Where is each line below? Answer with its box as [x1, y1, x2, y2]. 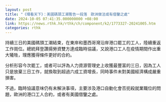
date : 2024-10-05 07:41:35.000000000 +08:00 [5, 16, 98, 21]
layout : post [5, 7, 32, 12]
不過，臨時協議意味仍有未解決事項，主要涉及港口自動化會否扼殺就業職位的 [5, 85, 157, 91]
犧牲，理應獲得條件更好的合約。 [9, 52, 75, 58]
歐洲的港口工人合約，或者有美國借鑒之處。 [13, 92, 100, 98]
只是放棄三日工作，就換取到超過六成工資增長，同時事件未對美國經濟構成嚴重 [5, 68, 161, 74]
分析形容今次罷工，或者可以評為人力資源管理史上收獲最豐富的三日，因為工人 [5, 63, 161, 68]
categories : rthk [5, 26, 41, 31]
